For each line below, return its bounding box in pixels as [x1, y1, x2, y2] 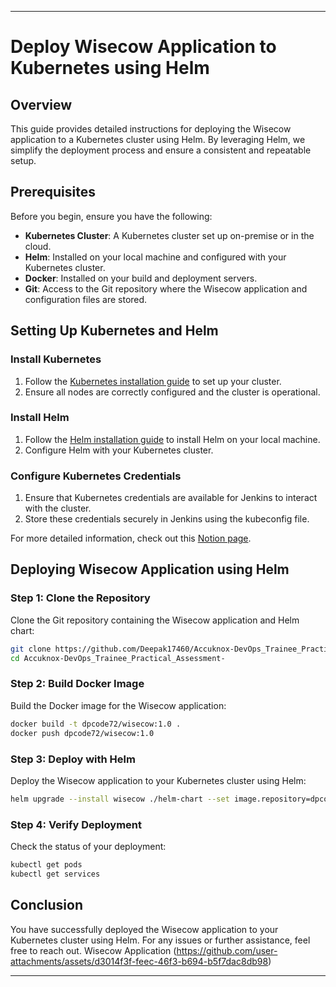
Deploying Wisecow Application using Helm [10, 561, 290, 578]
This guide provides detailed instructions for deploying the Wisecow [10, 123, 292, 135]
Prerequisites [10, 184, 96, 201]
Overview [10, 96, 73, 113]
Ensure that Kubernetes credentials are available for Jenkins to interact [24, 492, 318, 504]
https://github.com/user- [176, 944, 278, 956]
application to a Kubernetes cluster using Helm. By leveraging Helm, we [10, 134, 306, 145]
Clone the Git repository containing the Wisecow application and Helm [10, 614, 300, 626]
